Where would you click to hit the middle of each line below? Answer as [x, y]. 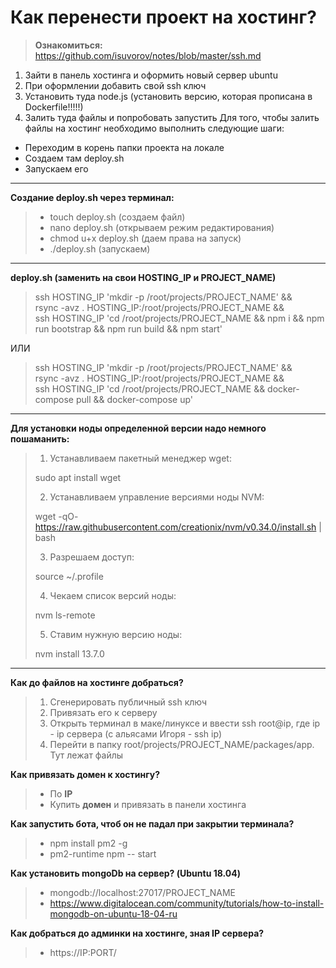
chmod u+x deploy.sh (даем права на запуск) [145, 238]
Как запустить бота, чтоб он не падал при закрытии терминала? [152, 823]
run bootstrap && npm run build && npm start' [128, 328]
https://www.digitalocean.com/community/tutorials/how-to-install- [187, 903]
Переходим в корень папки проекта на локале [124, 147]
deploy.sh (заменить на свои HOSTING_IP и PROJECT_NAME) [143, 277]
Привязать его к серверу [103, 712]
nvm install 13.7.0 [69, 653]
